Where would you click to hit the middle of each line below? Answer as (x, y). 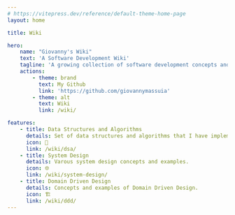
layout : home (26, 20)
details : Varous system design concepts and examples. (107, 162)
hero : (15, 45)
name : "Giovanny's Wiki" (56, 52)
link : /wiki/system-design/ (67, 175)
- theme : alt (51, 97)
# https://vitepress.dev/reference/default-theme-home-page (97, 14)
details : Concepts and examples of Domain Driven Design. (112, 188)
